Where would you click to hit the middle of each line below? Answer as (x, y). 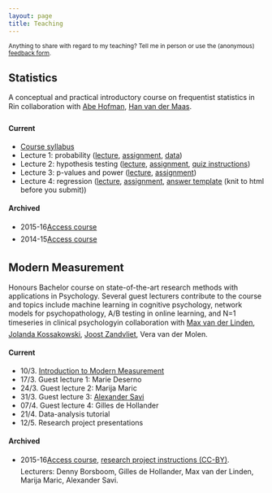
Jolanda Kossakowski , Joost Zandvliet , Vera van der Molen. (108, 334)
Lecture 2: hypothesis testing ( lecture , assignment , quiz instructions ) (135, 164)
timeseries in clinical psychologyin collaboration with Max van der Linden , (132, 322)
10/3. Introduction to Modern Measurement (92, 370)
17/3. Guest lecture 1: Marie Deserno (81, 379)
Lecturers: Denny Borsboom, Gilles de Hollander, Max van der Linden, (137, 471)
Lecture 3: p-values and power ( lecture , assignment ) (108, 172)
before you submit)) (53, 190)
